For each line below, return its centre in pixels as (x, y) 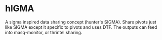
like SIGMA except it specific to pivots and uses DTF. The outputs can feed (81, 27)
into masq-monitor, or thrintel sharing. (44, 32)
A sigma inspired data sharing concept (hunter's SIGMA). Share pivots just (81, 22)
